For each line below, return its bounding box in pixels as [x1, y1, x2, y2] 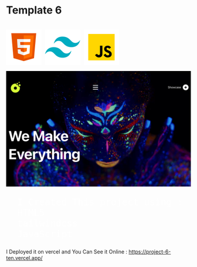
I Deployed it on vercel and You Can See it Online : [6, 248, 128, 255]
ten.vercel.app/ [6, 254, 43, 261]
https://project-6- [128, 248, 171, 255]
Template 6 [6, 4, 62, 17]
